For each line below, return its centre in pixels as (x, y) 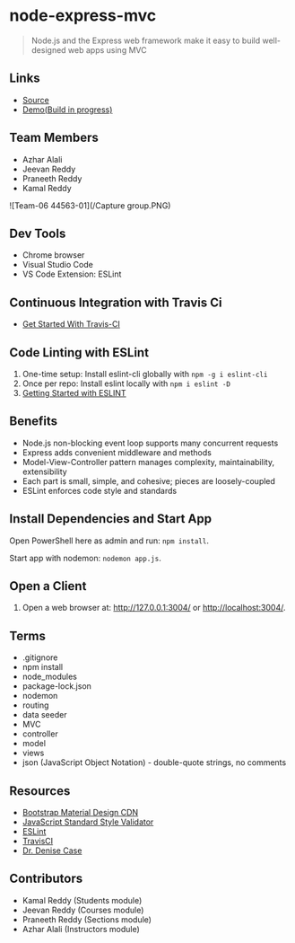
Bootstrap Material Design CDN (80, 813)
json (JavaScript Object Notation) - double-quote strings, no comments (154, 762)
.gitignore (40, 657)
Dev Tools (38, 233)
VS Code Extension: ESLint (72, 274)
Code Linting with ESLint (79, 353)
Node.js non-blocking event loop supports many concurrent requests (150, 443)
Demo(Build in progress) (67, 110)
